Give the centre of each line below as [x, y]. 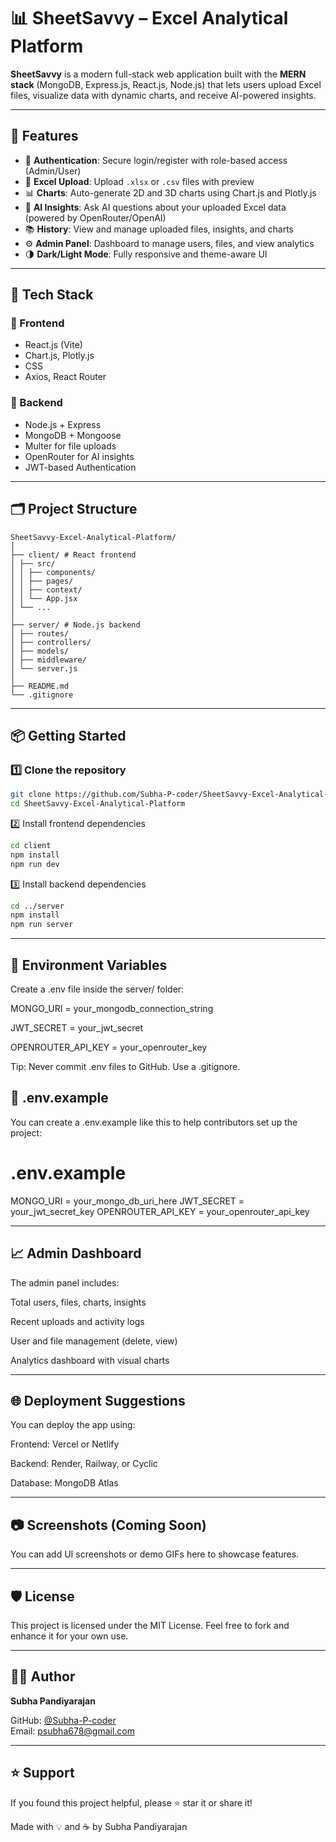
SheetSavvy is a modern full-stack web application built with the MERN [158, 74]
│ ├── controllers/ [51, 642]
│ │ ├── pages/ [42, 581]
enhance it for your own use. [69, 1636]
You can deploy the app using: [73, 1425]
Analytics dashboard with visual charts [90, 1360]
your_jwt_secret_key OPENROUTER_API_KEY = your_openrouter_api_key [160, 1211]
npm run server [42, 925]
